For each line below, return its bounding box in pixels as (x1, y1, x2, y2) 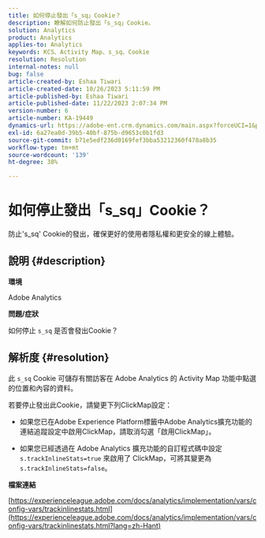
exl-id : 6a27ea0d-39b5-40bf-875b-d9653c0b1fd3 (8, 129, 164, 136)
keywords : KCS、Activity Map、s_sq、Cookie (8, 48, 150, 56)
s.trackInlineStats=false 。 (19, 463, 112, 473)
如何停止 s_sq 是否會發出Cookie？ (8, 325, 118, 335)
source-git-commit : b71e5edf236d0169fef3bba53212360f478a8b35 (8, 136, 217, 144)
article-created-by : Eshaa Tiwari (8, 77, 122, 85)
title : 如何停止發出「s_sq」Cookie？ (8, 11, 121, 20)
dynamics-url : (8, 121, 55, 129)
